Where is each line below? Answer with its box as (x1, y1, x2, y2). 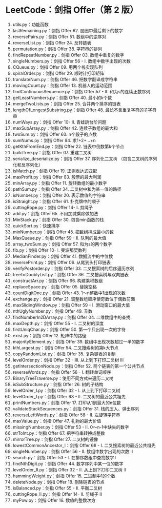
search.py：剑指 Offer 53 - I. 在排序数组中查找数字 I (12, 454, 117, 460)
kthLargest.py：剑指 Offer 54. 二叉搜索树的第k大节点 (12, 345, 119, 350)
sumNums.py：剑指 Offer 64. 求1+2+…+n (12, 137, 96, 143)
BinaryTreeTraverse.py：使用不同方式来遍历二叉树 (12, 375, 114, 381)
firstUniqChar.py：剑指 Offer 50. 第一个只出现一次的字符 (12, 326, 126, 332)
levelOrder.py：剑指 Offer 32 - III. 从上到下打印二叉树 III (12, 357, 124, 363)
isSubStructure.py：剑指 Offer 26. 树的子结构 (12, 381, 103, 387)
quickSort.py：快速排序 (12, 223, 60, 228)
